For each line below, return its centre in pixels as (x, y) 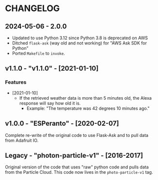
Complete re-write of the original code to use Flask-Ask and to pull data (77, 135)
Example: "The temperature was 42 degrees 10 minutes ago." (88, 108)
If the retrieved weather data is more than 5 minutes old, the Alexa (86, 98)
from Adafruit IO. (22, 140)
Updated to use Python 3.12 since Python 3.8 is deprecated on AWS (80, 38)
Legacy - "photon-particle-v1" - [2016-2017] (74, 155)
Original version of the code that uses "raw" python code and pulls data (77, 167)
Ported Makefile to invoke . (38, 53)
